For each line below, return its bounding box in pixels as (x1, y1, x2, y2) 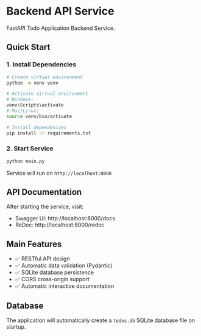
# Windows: (6, 96, 34, 103)
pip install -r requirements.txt (6, 130, 91, 136)
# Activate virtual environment (6, 91, 88, 97)
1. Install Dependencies (6, 60, 77, 69)
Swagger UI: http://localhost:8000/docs (15, 215, 116, 222)
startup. (6, 323, 26, 331)
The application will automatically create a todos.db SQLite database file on (6, 317, 196, 324)
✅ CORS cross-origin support (15, 276, 90, 283)
